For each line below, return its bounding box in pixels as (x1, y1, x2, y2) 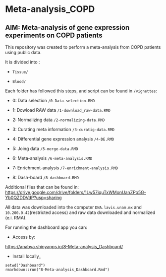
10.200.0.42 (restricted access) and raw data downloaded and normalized (5, 209, 156, 215)
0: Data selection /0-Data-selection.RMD (12, 98, 95, 103)
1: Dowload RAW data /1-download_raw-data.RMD (12, 107, 111, 113)
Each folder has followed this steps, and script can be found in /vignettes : (5, 88, 158, 94)
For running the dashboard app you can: (5, 224, 88, 230)
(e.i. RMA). (5, 215, 27, 220)
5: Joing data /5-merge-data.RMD (12, 145, 78, 151)
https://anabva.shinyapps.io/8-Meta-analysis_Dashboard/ (5, 244, 123, 249)
